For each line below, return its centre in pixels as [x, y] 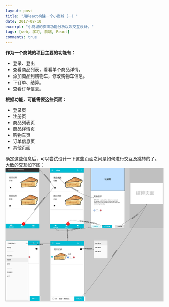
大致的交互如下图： [25, 165]
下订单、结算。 [28, 82]
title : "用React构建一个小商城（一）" [42, 16]
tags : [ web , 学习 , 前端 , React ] [38, 32]
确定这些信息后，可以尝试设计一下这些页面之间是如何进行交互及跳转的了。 [82, 158]
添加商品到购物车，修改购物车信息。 [50, 76]
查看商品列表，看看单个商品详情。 [48, 70]
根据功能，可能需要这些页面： [36, 99]
